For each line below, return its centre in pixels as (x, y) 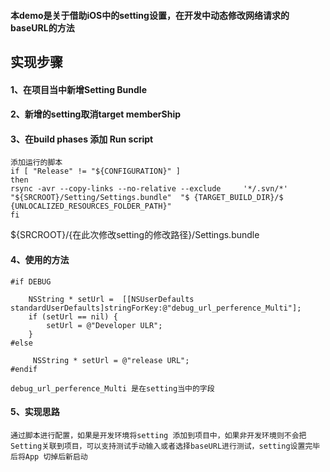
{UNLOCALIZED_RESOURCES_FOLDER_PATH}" (91, 206)
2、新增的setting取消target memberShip (96, 114)
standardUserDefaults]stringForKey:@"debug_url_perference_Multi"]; (156, 308)
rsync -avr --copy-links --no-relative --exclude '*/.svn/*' (149, 189)
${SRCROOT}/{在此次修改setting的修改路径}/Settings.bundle (135, 235)
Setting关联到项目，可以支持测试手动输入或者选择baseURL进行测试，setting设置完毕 (165, 446)
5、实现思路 (35, 412)
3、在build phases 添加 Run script (82, 139)
